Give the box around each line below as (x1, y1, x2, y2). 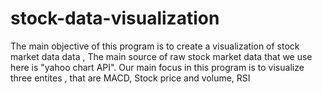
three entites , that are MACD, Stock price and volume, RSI (10, 72, 251, 84)
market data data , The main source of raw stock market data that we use (10, 50, 313, 62)
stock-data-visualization (10, 7, 220, 30)
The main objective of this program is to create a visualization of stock (10, 40, 300, 52)
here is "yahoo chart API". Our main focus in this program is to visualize (10, 61, 305, 73)
